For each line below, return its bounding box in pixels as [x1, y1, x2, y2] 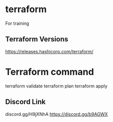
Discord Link [5, 98, 46, 106]
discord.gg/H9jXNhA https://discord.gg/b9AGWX [5, 111, 108, 117]
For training [5, 20, 29, 26]
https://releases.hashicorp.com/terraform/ [5, 48, 94, 54]
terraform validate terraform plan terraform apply [5, 83, 108, 89]
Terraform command [5, 66, 94, 77]
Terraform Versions [5, 35, 68, 44]
